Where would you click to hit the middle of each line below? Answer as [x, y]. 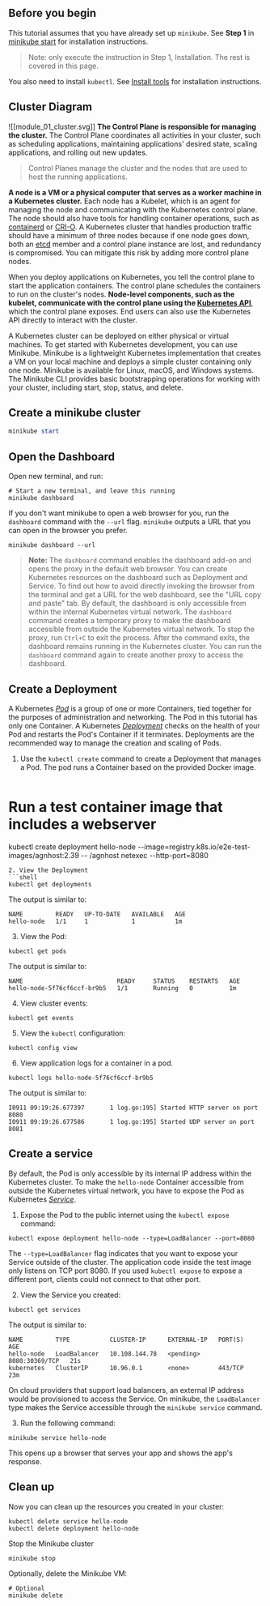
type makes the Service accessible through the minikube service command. [135, 1407]
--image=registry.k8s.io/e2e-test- [194, 847]
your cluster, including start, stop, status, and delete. [96, 387]
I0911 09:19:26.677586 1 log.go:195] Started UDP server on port [131, 1121]
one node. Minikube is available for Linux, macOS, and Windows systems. [131, 370]
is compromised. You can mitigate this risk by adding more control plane [129, 252]
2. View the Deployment [49, 870]
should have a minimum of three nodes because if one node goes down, [129, 235]
